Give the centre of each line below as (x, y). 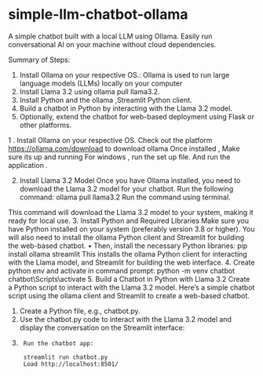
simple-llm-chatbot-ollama (98, 15)
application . (28, 165)
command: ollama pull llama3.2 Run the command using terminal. (125, 197)
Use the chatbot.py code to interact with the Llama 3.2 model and (125, 319)
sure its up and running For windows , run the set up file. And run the (119, 157)
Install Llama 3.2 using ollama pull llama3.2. (89, 91)
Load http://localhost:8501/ (71, 364)
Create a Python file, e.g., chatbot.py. (80, 311)
